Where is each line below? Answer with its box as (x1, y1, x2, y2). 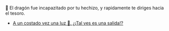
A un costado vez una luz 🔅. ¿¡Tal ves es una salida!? (12, 20, 124, 26)
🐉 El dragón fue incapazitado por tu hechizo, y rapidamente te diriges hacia (5, 5, 164, 11)
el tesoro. (5, 10, 26, 16)
